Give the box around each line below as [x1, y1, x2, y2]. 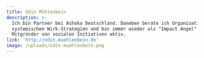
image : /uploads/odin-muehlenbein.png [6, 43, 104, 49]
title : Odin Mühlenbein [6, 8, 67, 15]
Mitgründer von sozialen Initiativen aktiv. [12, 31, 126, 37]
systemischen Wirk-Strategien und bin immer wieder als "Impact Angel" [12, 25, 197, 32]
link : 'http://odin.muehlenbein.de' [6, 37, 99, 43]
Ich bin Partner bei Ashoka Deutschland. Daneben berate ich [12, 20, 170, 26]
